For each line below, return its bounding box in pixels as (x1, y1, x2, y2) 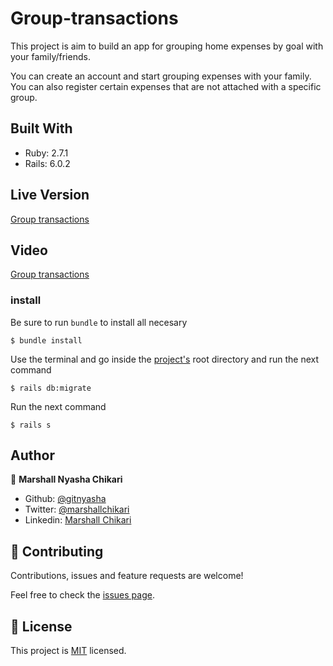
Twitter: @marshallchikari (24, 503, 130, 516)
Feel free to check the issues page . (10, 589, 155, 601)
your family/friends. (10, 50, 91, 62)
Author (10, 447, 55, 464)
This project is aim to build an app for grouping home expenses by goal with (10, 40, 324, 52)
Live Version (10, 187, 90, 204)
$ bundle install (10, 335, 83, 346)
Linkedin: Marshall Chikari (24, 514, 132, 526)
